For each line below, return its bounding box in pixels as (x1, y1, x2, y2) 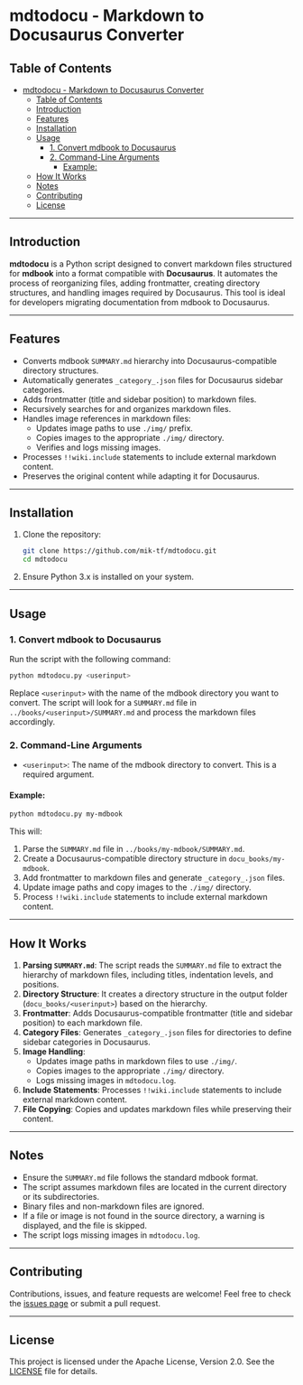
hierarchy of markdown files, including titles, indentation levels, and (22, 969, 273, 980)
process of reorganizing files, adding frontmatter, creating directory (9, 277, 261, 288)
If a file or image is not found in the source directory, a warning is (22, 1210, 265, 1221)
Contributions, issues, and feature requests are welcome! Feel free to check (9, 1288, 291, 1299)
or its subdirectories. (22, 1191, 100, 1202)
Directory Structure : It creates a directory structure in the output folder (22, 988, 289, 999)
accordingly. (9, 716, 56, 727)
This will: (9, 826, 42, 837)
